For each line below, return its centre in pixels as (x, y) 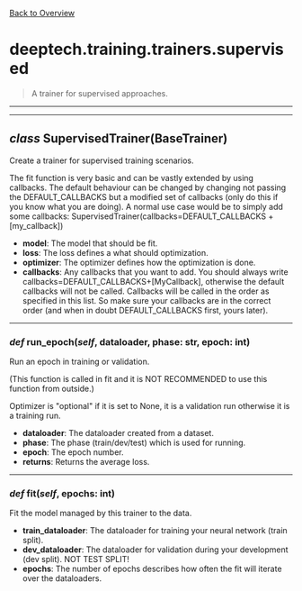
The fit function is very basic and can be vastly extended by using (132, 177)
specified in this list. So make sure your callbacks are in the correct (147, 300)
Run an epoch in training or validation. (80, 362)
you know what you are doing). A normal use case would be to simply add (146, 206)
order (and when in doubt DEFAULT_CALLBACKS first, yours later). (145, 310)
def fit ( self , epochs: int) (62, 493)
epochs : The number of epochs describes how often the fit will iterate (152, 569)
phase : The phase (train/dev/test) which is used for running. (134, 443)
